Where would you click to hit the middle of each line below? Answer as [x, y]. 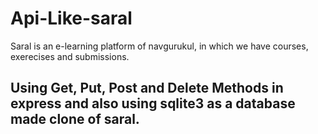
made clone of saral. [75, 119]
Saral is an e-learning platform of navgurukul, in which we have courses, [159, 46]
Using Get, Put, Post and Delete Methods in [147, 88]
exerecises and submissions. [70, 56]
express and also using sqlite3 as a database [153, 103]
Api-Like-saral [71, 18]
